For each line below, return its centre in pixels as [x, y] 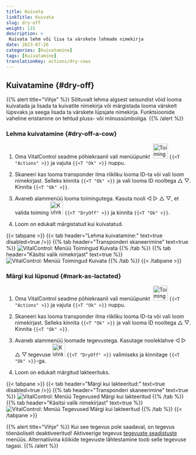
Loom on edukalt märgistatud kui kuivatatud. [69, 224]
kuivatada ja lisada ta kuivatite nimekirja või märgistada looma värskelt [92, 106]
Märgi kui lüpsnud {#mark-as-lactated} [64, 276]
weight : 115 [21, 28]
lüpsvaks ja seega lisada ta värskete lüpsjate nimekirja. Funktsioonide [91, 112]
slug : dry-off [24, 23]
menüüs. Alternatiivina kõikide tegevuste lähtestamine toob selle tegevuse [96, 439]
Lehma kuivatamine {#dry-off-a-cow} [61, 134]
